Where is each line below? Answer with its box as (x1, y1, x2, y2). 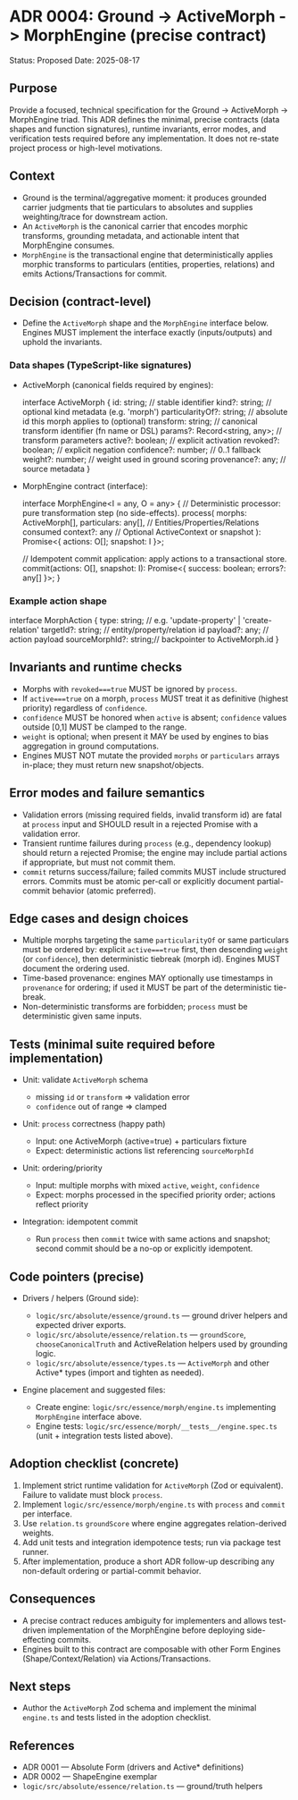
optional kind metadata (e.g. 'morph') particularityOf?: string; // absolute (21, 406, 288, 417)
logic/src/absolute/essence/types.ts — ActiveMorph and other (35, 1357, 270, 1369)
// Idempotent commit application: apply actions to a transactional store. (21, 553, 287, 564)
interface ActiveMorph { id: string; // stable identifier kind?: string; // (21, 396, 272, 408)
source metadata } (21, 463, 91, 474)
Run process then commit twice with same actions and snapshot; (35, 1234, 270, 1245)
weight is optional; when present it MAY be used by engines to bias (21, 731, 269, 741)
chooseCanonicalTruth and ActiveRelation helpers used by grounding (35, 1339, 288, 1349)
